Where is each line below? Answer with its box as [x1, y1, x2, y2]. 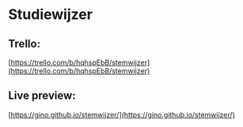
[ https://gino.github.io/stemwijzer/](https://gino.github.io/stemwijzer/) [8, 110, 235, 119]
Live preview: [8, 89, 77, 103]
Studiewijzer [8, 6, 93, 24]
